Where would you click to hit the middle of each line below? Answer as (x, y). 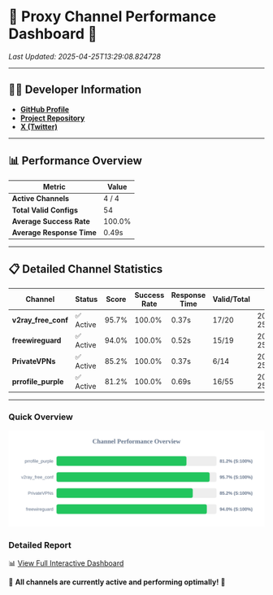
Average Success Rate (51, 221)
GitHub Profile (45, 109)
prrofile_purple (38, 381)
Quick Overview (41, 417)
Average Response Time (54, 233)
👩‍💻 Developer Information (75, 90)
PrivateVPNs (34, 361)
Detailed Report (40, 545)
